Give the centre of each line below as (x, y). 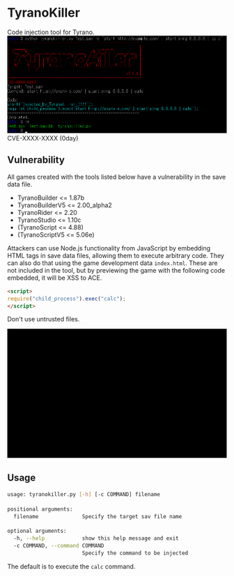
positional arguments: (40, 509)
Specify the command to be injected (135, 553)
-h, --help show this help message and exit (96, 538)
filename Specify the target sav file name (98, 516)
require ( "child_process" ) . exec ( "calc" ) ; (67, 298)
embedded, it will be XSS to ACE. (55, 278)
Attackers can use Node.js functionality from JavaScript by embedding (109, 248)
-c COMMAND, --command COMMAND (59, 546)
